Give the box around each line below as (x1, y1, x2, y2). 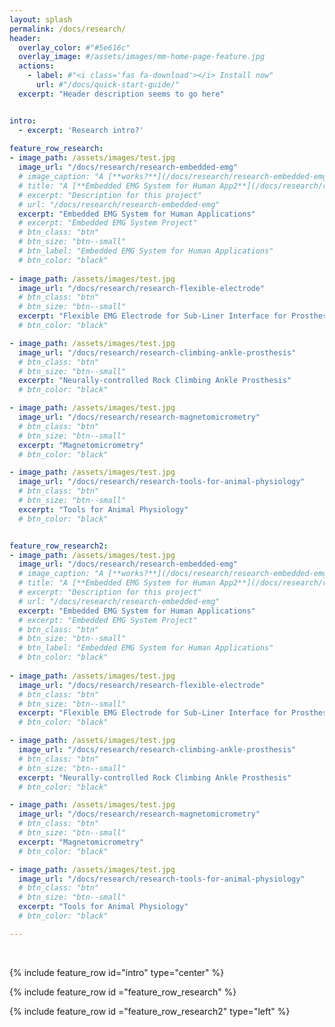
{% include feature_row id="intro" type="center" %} (9, 966, 225, 978)
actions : (18, 61, 55, 71)
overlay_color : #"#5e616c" (18, 42, 131, 53)
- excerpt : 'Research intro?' (18, 125, 144, 135)
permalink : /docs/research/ (9, 24, 127, 34)
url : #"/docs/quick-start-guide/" (35, 80, 181, 90)
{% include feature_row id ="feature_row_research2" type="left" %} (9, 1005, 291, 1017)
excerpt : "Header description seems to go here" (18, 89, 225, 99)
